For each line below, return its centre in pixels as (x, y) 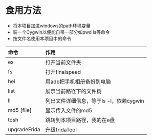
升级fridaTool (61, 130)
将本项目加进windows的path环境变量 (51, 26)
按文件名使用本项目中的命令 (42, 38)
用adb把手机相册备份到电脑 (78, 82)
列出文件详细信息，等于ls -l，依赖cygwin (95, 101)
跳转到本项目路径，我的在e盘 (80, 120)
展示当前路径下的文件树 (74, 91)
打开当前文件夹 (63, 62)
